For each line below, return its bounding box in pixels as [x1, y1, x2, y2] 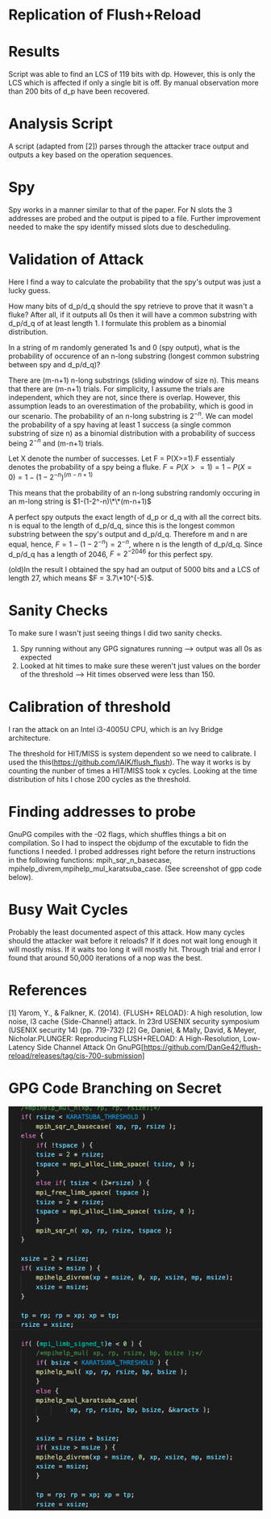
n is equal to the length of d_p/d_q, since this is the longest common [8, 521, 236, 530]
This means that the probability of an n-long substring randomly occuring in [8, 488, 261, 497]
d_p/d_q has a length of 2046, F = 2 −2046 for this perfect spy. [8, 547, 214, 559]
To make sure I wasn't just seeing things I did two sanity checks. [8, 628, 223, 638]
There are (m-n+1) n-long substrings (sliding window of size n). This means [8, 375, 260, 385]
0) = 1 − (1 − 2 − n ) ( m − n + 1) [8, 471, 94, 482]
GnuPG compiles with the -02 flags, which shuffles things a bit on [8, 830, 227, 839]
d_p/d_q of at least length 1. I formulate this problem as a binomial [8, 318, 227, 328]
